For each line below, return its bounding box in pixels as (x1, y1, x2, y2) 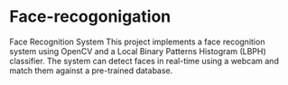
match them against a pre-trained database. (9, 65, 173, 76)
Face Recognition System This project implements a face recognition (9, 36, 265, 47)
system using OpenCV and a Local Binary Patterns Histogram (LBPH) (9, 45, 266, 56)
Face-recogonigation (9, 6, 172, 27)
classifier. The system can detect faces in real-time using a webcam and (9, 55, 280, 66)
